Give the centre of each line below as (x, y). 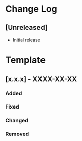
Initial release (26, 40)
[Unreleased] (27, 28)
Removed (17, 134)
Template (25, 60)
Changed (17, 121)
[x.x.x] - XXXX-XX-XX (41, 79)
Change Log (31, 9)
